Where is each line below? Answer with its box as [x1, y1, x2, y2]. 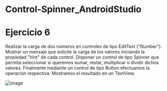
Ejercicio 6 [5, 27, 50, 38]
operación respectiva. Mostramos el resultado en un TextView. [5, 70, 135, 76]
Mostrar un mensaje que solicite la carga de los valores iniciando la [5, 49, 145, 55]
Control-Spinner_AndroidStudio [5, 4, 142, 15]
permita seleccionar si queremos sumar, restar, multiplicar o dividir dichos [5, 60, 159, 66]
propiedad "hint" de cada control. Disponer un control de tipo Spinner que [5, 54, 159, 60]
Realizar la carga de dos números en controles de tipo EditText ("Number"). [5, 43, 162, 50]
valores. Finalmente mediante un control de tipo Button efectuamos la [5, 65, 150, 71]
